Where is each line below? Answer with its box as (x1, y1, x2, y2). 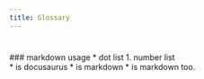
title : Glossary (9, 13, 70, 22)
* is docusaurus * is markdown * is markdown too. (9, 61, 196, 72)
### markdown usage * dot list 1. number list (9, 51, 175, 63)
